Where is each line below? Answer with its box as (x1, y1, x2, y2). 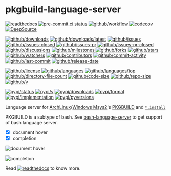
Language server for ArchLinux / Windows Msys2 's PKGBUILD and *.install (5, 104, 166, 110)
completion (12, 135, 37, 141)
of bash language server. (5, 119, 58, 125)
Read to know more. (5, 165, 81, 171)
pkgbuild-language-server (5, 4, 121, 15)
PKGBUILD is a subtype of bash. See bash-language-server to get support (5, 114, 163, 120)
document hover (12, 129, 48, 135)
